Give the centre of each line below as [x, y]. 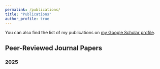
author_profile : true [27, 19]
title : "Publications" [28, 14]
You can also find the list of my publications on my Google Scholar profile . [80, 33]
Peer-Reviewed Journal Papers [54, 48]
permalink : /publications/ [33, 10]
